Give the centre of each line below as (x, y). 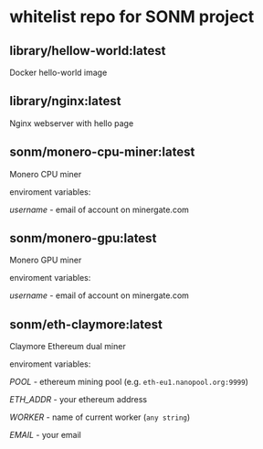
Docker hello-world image (58, 72)
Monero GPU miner (46, 260)
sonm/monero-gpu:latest (83, 238)
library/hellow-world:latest (88, 51)
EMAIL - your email (46, 435)
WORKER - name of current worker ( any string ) (100, 417)
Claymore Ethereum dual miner (68, 347)
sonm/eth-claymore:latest (86, 324)
